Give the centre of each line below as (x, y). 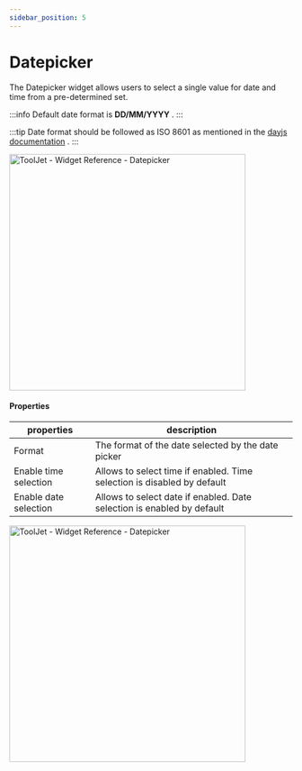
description (191, 430)
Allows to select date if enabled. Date (173, 496)
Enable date (39, 496)
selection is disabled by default (160, 482)
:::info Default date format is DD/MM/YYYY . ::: (96, 114)
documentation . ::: (44, 141)
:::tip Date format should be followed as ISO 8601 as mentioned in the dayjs (148, 132)
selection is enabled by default (160, 508)
